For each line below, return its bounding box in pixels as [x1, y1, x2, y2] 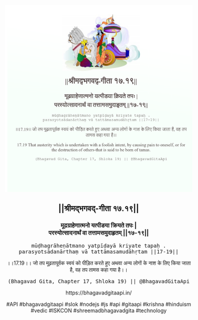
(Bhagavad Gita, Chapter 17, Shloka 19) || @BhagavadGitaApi [7, 278, 190, 284]
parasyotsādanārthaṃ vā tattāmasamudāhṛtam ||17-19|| [18, 248, 179, 255]
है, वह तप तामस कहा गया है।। [70, 266, 128, 273]
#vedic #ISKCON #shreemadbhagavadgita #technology [30, 307, 167, 314]
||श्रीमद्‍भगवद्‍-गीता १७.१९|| [58, 204, 140, 214]
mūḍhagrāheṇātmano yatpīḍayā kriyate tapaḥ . [31, 242, 166, 249]
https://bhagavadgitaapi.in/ [65, 289, 132, 296]
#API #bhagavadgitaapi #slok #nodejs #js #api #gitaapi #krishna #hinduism [6, 300, 191, 308]
